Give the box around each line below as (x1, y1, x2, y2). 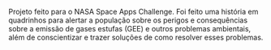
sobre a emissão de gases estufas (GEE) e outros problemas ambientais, (8, 24, 252, 33)
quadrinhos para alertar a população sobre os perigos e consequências (8, 15, 248, 25)
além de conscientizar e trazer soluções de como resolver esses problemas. (8, 32, 264, 42)
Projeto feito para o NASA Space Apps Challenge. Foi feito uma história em (8, 7, 259, 16)
